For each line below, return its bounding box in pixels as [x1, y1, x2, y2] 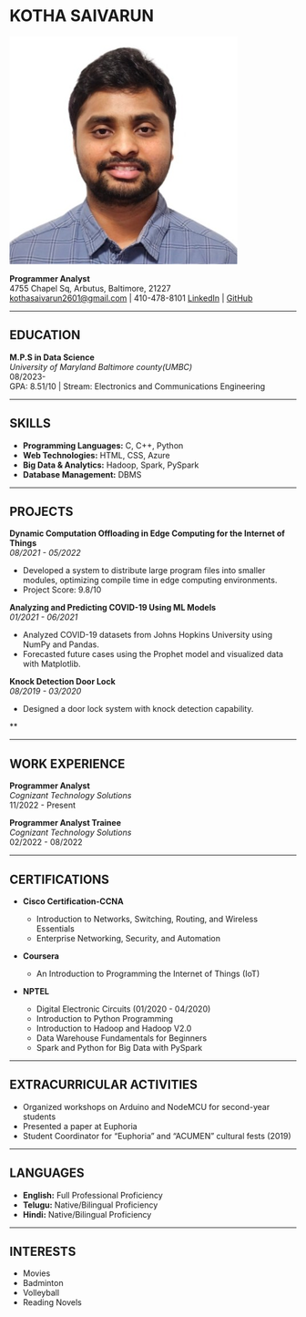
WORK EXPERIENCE [9, 756, 126, 771]
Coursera [22, 951, 59, 962]
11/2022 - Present [9, 799, 76, 811]
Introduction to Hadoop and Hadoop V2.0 [36, 1023, 192, 1034]
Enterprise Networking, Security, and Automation [36, 933, 221, 943]
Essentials [36, 923, 75, 934]
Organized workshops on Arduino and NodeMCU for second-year [22, 1101, 270, 1112]
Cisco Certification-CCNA [22, 896, 125, 907]
